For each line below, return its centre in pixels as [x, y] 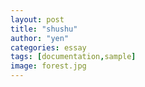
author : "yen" [40, 38]
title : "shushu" [44, 29]
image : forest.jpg [48, 66]
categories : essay [48, 47]
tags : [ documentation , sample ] [73, 57]
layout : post [37, 19]
